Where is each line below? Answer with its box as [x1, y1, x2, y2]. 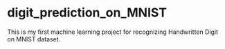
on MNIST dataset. [7, 35, 61, 43]
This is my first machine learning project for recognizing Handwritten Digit [7, 28, 219, 36]
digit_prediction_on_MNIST [7, 5, 168, 21]
